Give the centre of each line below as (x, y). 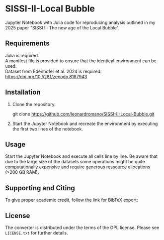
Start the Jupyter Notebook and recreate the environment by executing (85, 123)
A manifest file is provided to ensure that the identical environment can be (81, 61)
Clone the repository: (34, 104)
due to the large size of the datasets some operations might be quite (75, 162)
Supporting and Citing (40, 188)
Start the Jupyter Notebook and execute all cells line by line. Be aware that (82, 156)
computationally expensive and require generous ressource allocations (78, 167)
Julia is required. (22, 55)
